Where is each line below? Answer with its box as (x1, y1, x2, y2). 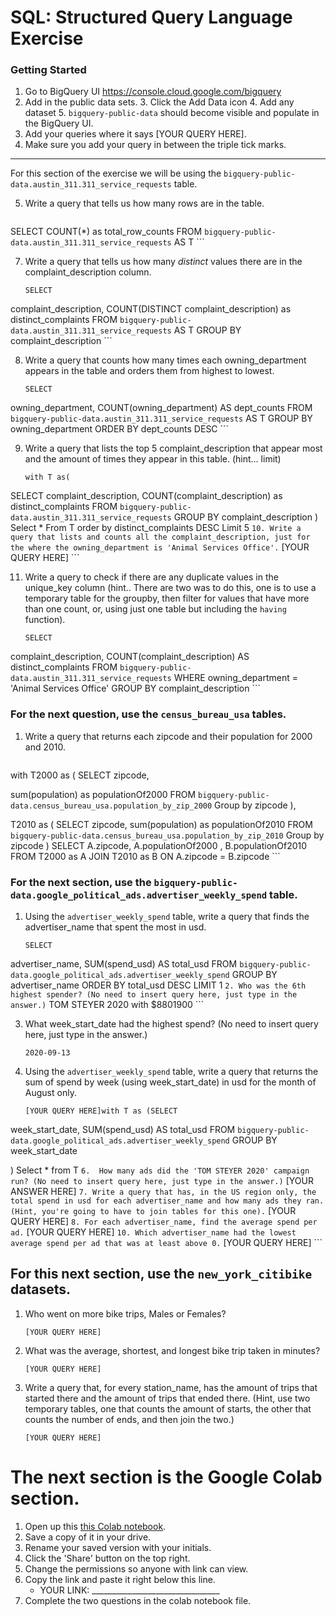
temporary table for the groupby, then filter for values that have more (24, 592, 310, 605)
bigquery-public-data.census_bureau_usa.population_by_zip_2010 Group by (10, 829, 325, 841)
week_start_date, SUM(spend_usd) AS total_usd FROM (10, 1124, 236, 1136)
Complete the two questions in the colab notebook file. (24, 1594, 252, 1606)
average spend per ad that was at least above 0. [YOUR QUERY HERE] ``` (10, 1237, 323, 1249)
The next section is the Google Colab (10, 1466, 323, 1489)
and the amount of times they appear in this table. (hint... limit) (24, 453, 282, 465)
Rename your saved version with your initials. (24, 1541, 212, 1553)
